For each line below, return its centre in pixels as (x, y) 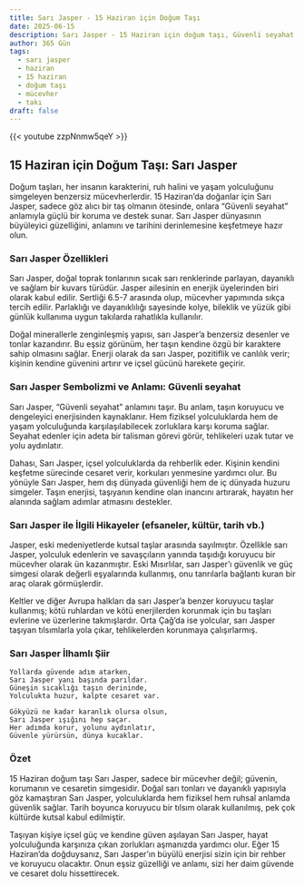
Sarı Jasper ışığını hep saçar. (70, 720)
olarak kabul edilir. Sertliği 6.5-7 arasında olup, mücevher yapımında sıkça (147, 298)
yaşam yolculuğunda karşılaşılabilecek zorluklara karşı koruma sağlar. (139, 426)
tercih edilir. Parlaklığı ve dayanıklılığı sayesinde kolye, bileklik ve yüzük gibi (150, 307)
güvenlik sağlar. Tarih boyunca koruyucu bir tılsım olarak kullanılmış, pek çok (152, 807)
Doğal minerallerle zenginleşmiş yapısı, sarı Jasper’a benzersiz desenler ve (150, 335)
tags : (20, 52)
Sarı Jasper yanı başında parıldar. (79, 680)
